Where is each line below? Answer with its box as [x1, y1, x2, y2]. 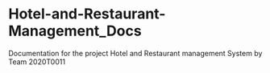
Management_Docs [8, 22, 143, 40]
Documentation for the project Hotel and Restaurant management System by [8, 48, 263, 58]
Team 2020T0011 [8, 57, 66, 67]
